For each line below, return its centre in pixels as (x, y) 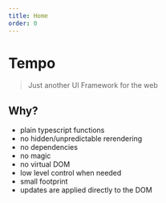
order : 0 (23, 23)
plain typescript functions (62, 130)
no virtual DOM (45, 164)
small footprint (44, 181)
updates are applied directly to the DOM (86, 190)
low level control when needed (71, 173)
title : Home (28, 16)
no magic (35, 156)
